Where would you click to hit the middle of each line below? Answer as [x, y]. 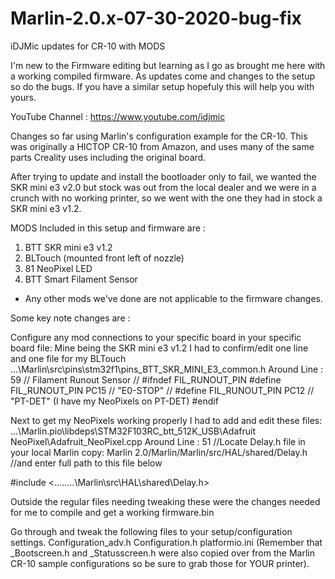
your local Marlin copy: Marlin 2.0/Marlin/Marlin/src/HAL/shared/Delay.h [159, 452]
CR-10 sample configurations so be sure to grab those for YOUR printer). [160, 563]
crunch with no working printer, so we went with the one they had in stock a [166, 198]
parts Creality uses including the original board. [108, 157]
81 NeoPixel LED [58, 268]
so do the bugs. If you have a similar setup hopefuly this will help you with [162, 86]
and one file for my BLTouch [68, 358]
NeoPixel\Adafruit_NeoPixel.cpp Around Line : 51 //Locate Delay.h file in [158, 441]
